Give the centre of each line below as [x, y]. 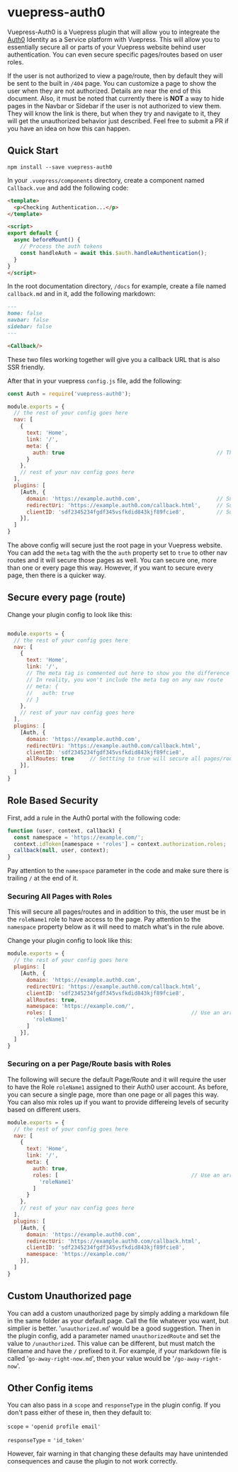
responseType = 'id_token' [46, 1440]
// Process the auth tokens [61, 247]
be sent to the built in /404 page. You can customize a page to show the [112, 83]
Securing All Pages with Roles [60, 897]
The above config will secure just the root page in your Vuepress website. [115, 545]
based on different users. [44, 1109]
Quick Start [33, 151]
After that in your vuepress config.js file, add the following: [95, 380]
